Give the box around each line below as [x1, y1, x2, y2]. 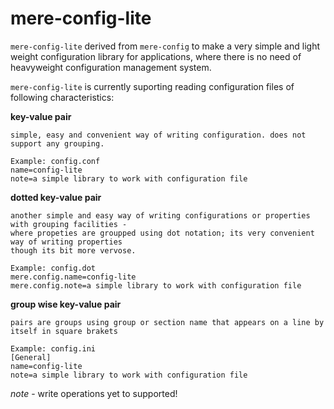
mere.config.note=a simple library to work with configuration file [10, 280, 302, 291]
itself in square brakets [10, 326, 118, 336]
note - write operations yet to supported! [10, 387, 178, 399]
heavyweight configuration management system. [10, 61, 212, 73]
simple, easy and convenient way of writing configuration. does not [10, 130, 307, 140]
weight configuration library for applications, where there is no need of [10, 50, 302, 62]
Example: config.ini [10, 343, 97, 354]
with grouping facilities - [10, 219, 128, 229]
